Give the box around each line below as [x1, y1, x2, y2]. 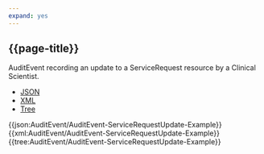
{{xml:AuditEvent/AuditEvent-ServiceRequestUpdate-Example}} [8, 128, 220, 138]
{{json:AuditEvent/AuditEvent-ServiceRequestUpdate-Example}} [8, 120, 223, 130]
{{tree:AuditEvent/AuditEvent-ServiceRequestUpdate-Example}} [8, 137, 221, 147]
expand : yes [8, 11, 48, 20]
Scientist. [8, 72, 39, 81]
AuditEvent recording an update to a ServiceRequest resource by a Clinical [8, 63, 256, 73]
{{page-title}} [8, 42, 80, 56]
